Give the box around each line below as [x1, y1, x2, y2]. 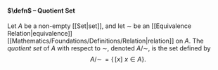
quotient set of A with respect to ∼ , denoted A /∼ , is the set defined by [7, 44, 211, 52]
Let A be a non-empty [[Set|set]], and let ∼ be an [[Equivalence [7, 22, 192, 30]
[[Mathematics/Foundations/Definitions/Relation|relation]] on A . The [7, 36, 204, 45]
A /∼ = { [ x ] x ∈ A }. [90, 55, 146, 64]
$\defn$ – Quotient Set [7, 6, 75, 15]
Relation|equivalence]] [7, 29, 72, 38]
